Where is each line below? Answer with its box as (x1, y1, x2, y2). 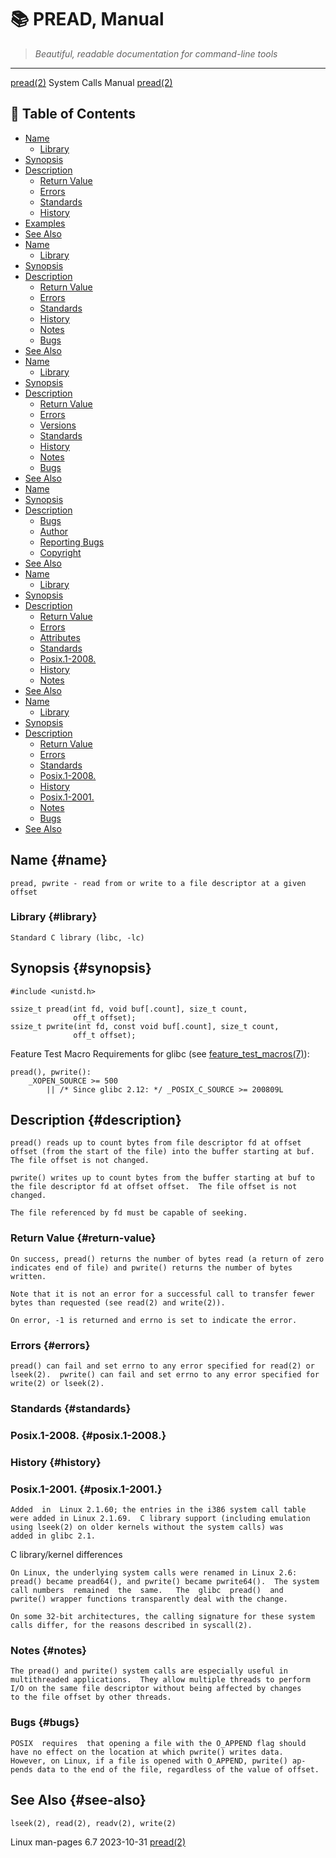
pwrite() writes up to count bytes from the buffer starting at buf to (10, 1173, 315, 1183)
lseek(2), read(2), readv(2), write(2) (10, 1818, 177, 1828)
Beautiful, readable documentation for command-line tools (34, 47, 278, 60)
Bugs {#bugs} (10, 1716, 80, 1730)
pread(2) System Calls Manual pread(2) (10, 76, 173, 88)
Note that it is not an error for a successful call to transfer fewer (10, 1289, 315, 1299)
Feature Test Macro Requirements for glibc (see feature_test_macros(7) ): (10, 1047, 310, 1060)
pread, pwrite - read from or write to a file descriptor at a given (10, 878, 307, 888)
